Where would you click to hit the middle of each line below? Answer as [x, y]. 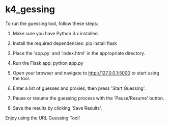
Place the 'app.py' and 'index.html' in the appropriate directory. [79, 53]
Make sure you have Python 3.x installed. [56, 33]
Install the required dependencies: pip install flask [65, 43]
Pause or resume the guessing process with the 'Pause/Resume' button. [88, 98]
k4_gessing [30, 9]
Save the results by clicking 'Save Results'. [57, 108]
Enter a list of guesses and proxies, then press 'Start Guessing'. [79, 88]
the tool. [21, 78]
